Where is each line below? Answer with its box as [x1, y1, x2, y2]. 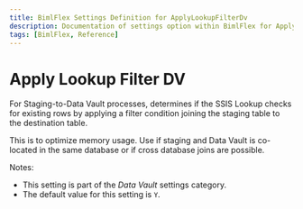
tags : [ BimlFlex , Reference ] [9, 30, 119, 39]
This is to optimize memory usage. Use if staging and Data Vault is [9, 135, 256, 146]
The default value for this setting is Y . [22, 189, 161, 200]
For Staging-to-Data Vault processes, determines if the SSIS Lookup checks [9, 98, 292, 109]
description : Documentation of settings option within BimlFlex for [9, 22, 272, 31]
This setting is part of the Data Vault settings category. [22, 179, 227, 190]
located [9, 145, 38, 156]
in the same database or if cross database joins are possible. [39, 145, 265, 156]
